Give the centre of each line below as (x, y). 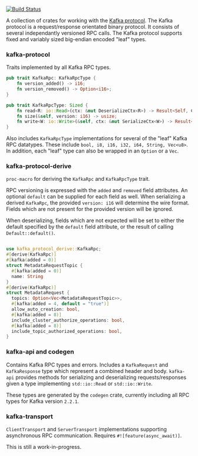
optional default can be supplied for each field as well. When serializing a (96, 197)
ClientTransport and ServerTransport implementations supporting (86, 429)
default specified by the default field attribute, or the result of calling (90, 227)
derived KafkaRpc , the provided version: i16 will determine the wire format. (98, 203)
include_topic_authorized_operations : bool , (67, 331)
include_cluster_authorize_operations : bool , (68, 320)
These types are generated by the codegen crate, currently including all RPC (98, 395)
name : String (27, 276)
